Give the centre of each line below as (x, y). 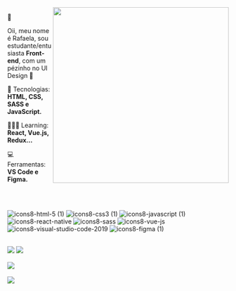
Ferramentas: (27, 164)
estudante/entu (29, 46)
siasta (16, 53)
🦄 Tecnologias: (29, 89)
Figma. (18, 179)
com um (34, 60)
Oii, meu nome (28, 31)
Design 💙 (20, 76)
